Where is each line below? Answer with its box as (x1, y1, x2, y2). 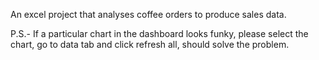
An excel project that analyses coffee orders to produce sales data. (10, 9, 287, 20)
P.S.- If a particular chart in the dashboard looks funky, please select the (10, 28, 309, 39)
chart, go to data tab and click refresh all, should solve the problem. (10, 39, 290, 50)
